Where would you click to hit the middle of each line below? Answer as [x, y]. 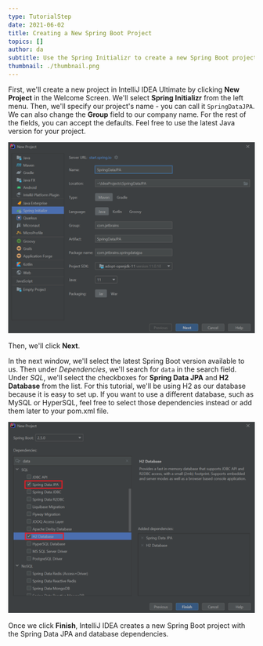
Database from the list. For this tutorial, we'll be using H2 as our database [127, 386]
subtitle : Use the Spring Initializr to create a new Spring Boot [119, 58]
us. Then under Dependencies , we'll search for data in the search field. [122, 369]
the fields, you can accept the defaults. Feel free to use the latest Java [122, 122]
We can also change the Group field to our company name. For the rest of [127, 114]
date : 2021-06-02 [36, 25]
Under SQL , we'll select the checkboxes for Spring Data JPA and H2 [119, 377]
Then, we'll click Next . [44, 346]
